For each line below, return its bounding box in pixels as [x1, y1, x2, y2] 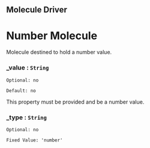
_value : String [6, 64, 49, 72]
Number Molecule [6, 29, 98, 43]
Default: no [6, 87, 36, 93]
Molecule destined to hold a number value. [6, 49, 112, 56]
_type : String [6, 113, 47, 122]
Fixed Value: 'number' [6, 137, 63, 143]
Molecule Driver [6, 5, 68, 15]
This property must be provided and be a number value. [6, 98, 145, 105]
